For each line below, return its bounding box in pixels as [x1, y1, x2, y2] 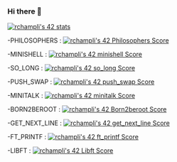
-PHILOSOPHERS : [7, 36, 62, 45]
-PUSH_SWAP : [7, 77, 53, 86]
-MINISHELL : [7, 50, 48, 59]
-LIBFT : [7, 146, 31, 155]
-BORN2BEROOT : [7, 105, 60, 114]
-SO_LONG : [7, 64, 43, 72]
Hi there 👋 [7, 6, 43, 16]
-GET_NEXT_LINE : [7, 119, 63, 127]
